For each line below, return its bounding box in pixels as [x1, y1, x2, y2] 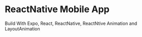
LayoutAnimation [5, 25, 40, 31]
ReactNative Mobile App [5, 4, 110, 15]
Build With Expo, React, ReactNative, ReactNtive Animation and [5, 20, 137, 26]
